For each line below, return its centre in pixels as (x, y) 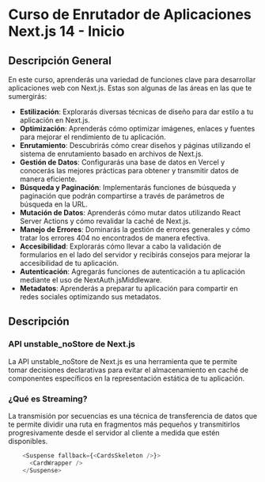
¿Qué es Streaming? (48, 399)
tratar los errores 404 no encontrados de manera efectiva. (115, 238)
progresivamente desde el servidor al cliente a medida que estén (114, 432)
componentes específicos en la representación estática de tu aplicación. (127, 378)
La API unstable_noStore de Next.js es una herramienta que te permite (123, 361)
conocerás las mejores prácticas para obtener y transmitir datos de (129, 171)
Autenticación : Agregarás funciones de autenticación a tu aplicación (132, 271)
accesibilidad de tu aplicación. (69, 263)
